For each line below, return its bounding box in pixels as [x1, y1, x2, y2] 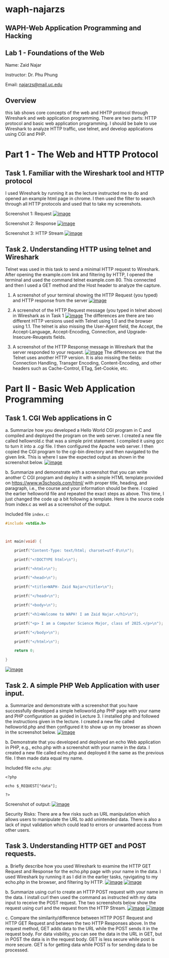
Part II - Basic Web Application [5, 383, 135, 394]
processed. [5, 947, 29, 953]
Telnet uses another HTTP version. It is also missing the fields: [12, 355, 142, 361]
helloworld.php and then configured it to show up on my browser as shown [5, 724, 161, 730]
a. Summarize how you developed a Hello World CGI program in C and [5, 427, 151, 433]
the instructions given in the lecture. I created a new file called [5, 718, 135, 724]
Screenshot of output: [5, 801, 51, 807]
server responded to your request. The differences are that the [12, 349, 162, 356]
